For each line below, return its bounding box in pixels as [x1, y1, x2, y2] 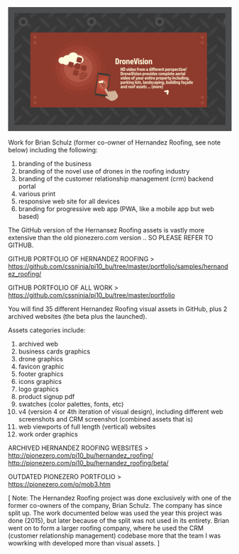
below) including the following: [8, 145, 98, 154]
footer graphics [18, 369, 64, 378]
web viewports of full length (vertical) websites [18, 422, 156, 431]
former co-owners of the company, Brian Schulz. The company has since [8, 501, 223, 509]
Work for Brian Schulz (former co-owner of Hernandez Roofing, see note [8, 138, 221, 147]
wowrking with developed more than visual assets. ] [8, 538, 160, 547]
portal [18, 181, 36, 191]
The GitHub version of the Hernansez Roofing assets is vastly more [8, 225, 205, 234]
